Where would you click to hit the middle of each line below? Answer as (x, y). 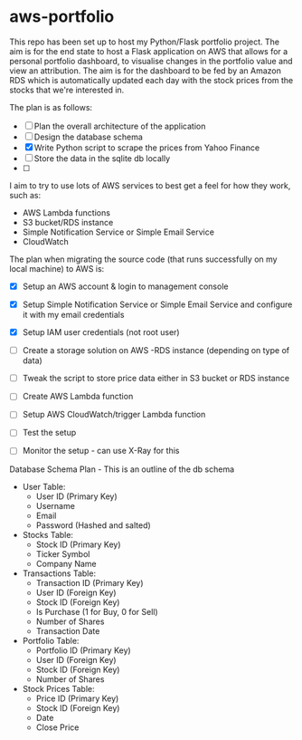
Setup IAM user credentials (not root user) (101, 332)
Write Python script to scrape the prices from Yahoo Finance (147, 148)
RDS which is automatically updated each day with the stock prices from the (151, 80)
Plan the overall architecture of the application (120, 126)
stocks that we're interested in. (67, 90)
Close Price (57, 727)
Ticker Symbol (63, 553)
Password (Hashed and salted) (93, 525)
